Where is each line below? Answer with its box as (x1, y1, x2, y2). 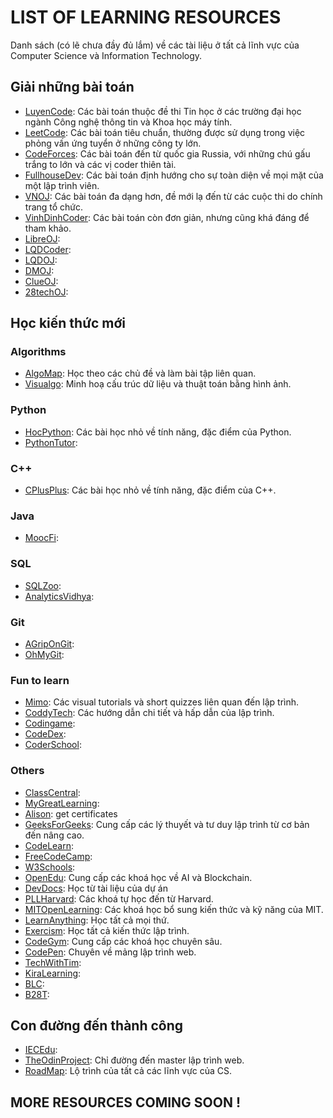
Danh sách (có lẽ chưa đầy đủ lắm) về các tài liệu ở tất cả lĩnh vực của (10, 39, 300, 51)
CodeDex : (24, 728, 67, 740)
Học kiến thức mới (10, 315, 127, 332)
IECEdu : (24, 1044, 58, 1056)
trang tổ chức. (24, 201, 84, 213)
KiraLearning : (24, 967, 82, 979)
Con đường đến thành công (10, 1017, 184, 1034)
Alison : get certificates (24, 807, 118, 820)
